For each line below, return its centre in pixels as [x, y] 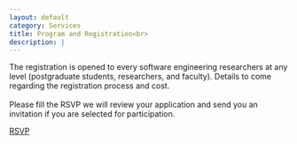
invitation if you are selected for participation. [92, 114]
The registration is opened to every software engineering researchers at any [148, 67]
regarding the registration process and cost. [90, 86]
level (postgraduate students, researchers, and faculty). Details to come [141, 77]
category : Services [45, 26]
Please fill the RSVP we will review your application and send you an [134, 105]
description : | [37, 42]
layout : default [39, 17]
